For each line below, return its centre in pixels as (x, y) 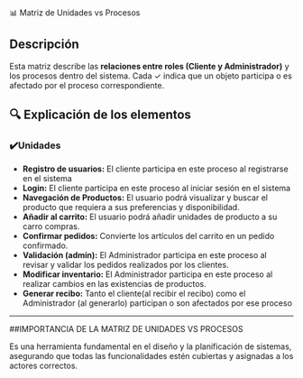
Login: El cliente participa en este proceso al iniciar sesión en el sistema (156, 188)
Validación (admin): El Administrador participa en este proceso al (145, 254)
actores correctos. (44, 365)
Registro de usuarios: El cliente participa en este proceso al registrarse (155, 169)
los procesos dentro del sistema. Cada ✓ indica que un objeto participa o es (151, 76)
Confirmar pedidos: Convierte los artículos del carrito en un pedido (148, 235)
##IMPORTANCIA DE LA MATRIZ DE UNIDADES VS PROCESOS (126, 328)
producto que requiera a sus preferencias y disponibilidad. (131, 207)
